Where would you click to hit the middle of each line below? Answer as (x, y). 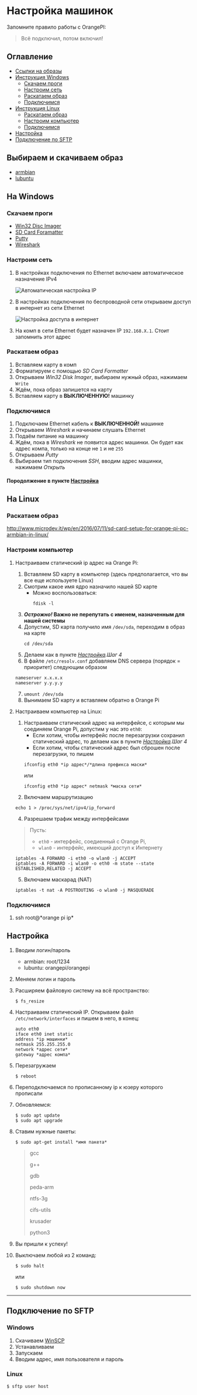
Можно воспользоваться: (65, 592)
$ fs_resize (30, 1001)
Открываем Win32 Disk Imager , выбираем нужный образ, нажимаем (101, 377)
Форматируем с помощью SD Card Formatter (72, 371)
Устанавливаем (34, 1346)
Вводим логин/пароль (43, 950)
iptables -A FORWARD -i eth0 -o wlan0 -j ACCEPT (75, 858)
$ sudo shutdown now (40, 1287)
